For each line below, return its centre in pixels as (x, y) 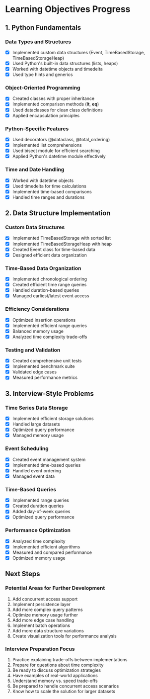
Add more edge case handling (43, 620)
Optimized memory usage (39, 558)
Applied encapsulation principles (46, 115)
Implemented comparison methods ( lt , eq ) (56, 104)
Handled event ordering (37, 470)
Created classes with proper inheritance (53, 98)
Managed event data (34, 476)
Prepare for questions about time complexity (58, 665)
